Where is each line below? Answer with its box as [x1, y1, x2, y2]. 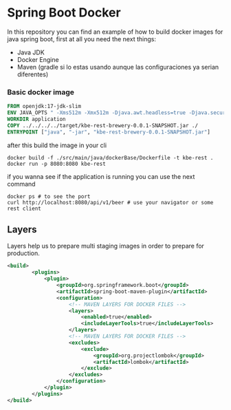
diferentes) [16, 70, 49, 78]
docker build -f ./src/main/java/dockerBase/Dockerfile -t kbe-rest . [7, 154, 214, 161]
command [7, 180, 36, 188]
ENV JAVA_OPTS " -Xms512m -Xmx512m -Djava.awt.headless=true [7, 109, 186, 116]
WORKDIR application [7, 116, 67, 122]
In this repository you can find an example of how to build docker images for [7, 28, 223, 36]
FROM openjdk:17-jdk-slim [7, 103, 81, 110]
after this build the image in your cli [7, 141, 107, 149]
